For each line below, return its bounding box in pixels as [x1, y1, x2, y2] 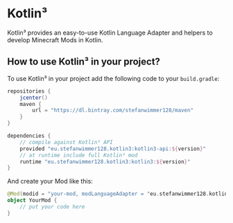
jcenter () [19, 94, 49, 101]
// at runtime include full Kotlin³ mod [19, 152, 138, 159]
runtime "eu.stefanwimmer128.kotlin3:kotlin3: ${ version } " [19, 158, 191, 165]
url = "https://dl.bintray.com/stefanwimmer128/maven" [32, 107, 194, 114]
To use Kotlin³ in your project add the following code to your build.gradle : [7, 74, 220, 82]
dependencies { [7, 132, 51, 139]
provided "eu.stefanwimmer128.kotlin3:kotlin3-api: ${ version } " [19, 145, 207, 152]
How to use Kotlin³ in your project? [7, 56, 161, 68]
